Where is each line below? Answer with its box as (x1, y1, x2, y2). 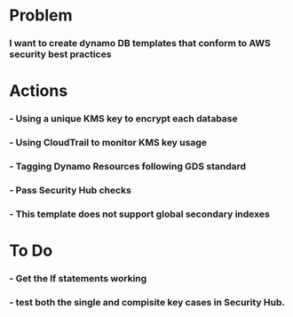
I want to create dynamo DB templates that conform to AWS (9, 37, 271, 50)
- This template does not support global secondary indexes (9, 208, 271, 220)
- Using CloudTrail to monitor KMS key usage (9, 137, 207, 149)
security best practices (9, 48, 112, 60)
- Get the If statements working (9, 273, 147, 285)
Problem (9, 5, 73, 26)
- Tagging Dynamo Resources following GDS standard (9, 161, 247, 173)
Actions (9, 81, 68, 101)
